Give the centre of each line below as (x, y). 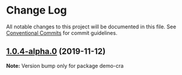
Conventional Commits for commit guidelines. (62, 32)
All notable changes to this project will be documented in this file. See (91, 27)
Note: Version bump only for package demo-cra (65, 66)
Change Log (36, 10)
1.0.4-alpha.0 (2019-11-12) (56, 52)
